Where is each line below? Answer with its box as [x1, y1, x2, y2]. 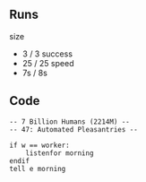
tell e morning [9, 164, 66, 173]
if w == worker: [9, 141, 70, 150]
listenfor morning [25, 148, 94, 158]
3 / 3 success [21, 48, 73, 59]
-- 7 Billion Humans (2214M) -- [9, 117, 130, 126]
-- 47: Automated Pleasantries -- [9, 125, 139, 134]
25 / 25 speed [21, 57, 74, 68]
